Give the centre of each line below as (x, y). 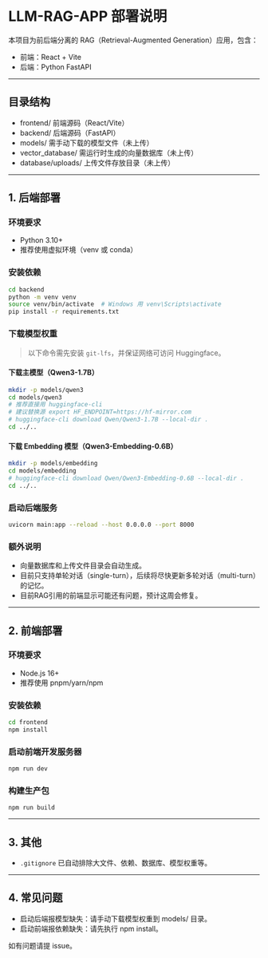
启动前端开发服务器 (45, 751)
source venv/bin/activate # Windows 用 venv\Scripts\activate (115, 304)
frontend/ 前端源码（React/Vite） (74, 123)
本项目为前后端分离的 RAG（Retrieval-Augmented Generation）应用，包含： (133, 40)
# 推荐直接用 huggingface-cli (55, 405)
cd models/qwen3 (35, 397)
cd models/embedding (43, 471)
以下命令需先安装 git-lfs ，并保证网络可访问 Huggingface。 (126, 353)
